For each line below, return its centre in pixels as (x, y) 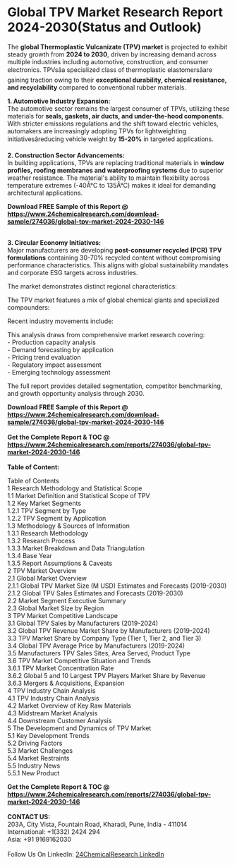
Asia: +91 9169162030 (39, 839)
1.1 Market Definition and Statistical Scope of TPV (79, 495)
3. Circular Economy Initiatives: (54, 242)
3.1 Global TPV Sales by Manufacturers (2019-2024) (83, 623)
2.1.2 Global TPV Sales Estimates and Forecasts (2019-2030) (95, 593)
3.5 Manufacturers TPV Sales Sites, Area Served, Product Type (99, 653)
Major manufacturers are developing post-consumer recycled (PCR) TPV (115, 250)
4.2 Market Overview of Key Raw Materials (69, 706)
